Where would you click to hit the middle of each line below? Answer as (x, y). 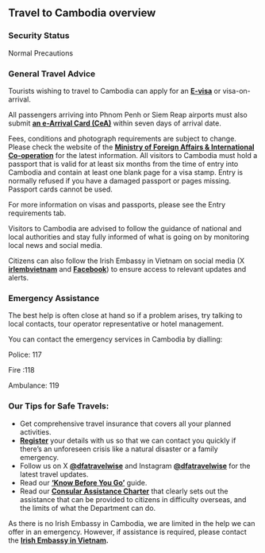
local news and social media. (56, 245)
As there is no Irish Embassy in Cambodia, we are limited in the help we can (132, 523)
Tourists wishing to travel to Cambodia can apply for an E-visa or (115, 91)
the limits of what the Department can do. (88, 508)
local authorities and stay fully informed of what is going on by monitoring (129, 237)
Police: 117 (25, 355)
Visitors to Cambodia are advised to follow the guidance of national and (125, 228)
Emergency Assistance (54, 298)
